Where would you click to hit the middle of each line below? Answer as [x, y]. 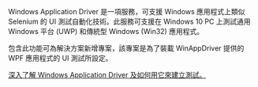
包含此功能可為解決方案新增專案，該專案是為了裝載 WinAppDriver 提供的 [126, 48]
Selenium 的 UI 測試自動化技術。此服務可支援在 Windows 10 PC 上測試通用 [129, 21]
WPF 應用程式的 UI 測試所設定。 [60, 58]
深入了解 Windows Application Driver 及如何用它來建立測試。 [107, 75]
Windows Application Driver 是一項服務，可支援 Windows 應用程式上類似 [127, 11]
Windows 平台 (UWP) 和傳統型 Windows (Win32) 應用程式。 [106, 31]
